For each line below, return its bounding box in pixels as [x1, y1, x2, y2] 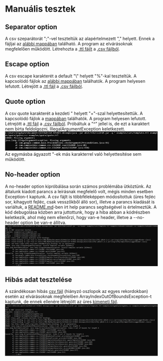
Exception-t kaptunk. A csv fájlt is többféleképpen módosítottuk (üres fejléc [5, 194, 156, 199]
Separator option [5, 23, 57, 31]
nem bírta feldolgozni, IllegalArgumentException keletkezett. [5, 126, 125, 132]
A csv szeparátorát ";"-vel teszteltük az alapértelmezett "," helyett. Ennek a [5, 36, 155, 41]
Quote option [5, 97, 46, 106]
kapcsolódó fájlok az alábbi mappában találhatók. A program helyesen [5, 78, 146, 84]
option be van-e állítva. [20, 219, 66, 225]
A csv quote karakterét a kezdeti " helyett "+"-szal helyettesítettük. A [5, 110, 143, 116]
